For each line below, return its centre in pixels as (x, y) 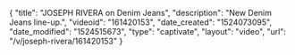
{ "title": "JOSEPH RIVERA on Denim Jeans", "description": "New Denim (141, 13)
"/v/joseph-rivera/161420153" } (66, 41)
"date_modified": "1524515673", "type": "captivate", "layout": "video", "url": (147, 31)
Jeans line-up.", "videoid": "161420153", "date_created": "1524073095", (141, 22)
